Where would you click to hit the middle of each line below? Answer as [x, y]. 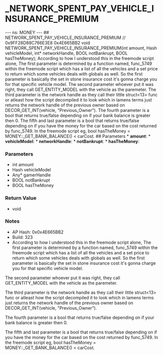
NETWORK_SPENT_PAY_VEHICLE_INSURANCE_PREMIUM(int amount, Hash [81, 48]
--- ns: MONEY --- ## [27, 32]
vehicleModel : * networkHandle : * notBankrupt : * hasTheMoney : [72, 141]
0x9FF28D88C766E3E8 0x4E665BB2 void [48, 42]
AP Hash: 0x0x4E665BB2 [38, 232]
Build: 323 [22, 237]
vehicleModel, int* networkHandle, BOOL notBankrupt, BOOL [66, 53]
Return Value [21, 198]
